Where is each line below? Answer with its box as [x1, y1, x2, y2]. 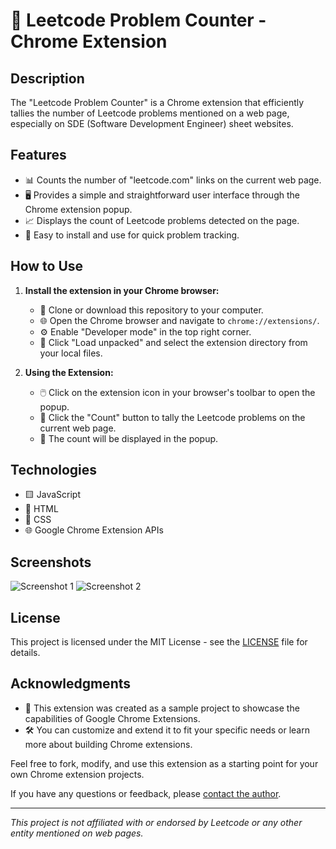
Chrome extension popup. [24, 203, 133, 215]
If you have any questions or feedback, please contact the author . [10, 787, 282, 799]
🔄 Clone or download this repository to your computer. [39, 304, 264, 316]
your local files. [39, 347, 103, 359]
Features [10, 147, 67, 164]
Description [10, 70, 85, 87]
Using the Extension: [24, 366, 114, 378]
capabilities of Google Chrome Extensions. [24, 712, 201, 724]
